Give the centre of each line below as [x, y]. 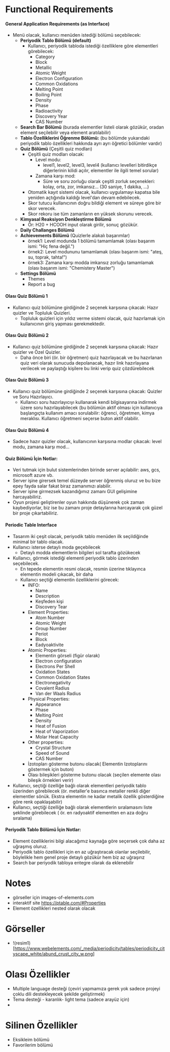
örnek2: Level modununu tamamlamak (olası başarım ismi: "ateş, [95, 252]
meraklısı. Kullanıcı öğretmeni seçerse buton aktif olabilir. [80, 418]
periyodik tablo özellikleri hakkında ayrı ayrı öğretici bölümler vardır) [91, 143]
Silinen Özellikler [41, 1025]
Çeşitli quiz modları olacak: [56, 155]
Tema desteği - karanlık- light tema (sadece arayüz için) [71, 999]
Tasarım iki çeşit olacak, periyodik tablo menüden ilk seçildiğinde [80, 536]
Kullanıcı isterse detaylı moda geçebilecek [56, 547]
